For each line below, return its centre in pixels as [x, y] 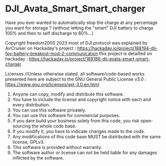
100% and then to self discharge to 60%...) [49, 33]
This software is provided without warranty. [57, 147]
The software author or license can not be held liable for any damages [85, 152]
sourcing [21, 126]
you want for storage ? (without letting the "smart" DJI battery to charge [79, 27]
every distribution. [31, 104]
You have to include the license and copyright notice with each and [81, 99]
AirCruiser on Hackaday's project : [41, 48]
